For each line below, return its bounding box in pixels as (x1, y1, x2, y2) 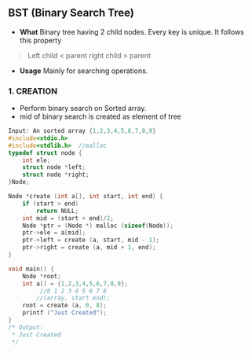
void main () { (8, 265, 55, 273)
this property (19, 35, 62, 45)
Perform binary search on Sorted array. (19, 104, 147, 113)
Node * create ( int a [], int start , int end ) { (8, 193, 163, 200)
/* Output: (8, 323, 44, 331)
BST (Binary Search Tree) (8, 6, 135, 20)
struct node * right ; (22, 171, 89, 179)
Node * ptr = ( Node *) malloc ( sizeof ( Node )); (22, 222, 174, 230)
